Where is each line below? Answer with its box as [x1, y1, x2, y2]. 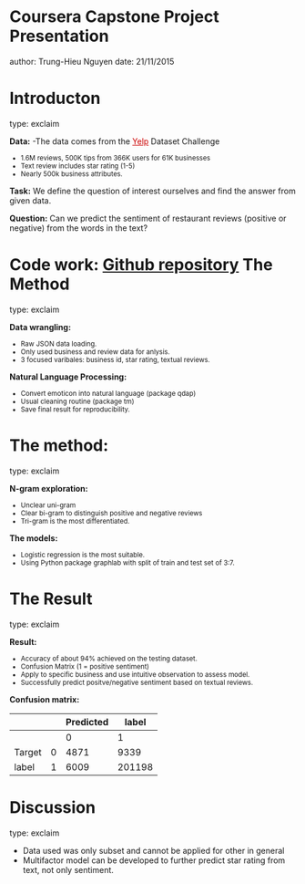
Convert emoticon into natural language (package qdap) [20, 389, 197, 398]
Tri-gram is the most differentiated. [20, 516, 130, 525]
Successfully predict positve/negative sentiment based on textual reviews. [20, 678, 253, 687]
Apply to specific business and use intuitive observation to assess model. [20, 670, 250, 679]
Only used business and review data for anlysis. [20, 347, 170, 357]
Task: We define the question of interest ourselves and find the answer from [9, 185, 296, 196]
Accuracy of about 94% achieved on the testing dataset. [20, 654, 198, 663]
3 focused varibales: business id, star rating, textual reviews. [20, 355, 211, 364]
